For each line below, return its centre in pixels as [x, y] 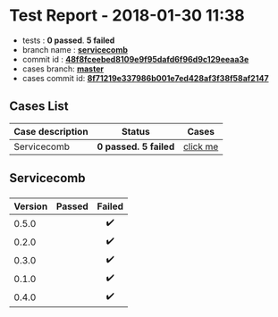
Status [135, 131]
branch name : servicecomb [75, 49]
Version [31, 206]
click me [201, 146]
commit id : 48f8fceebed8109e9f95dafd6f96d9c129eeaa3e [135, 59]
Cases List [39, 107]
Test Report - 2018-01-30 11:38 [127, 16]
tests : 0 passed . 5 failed [68, 40]
